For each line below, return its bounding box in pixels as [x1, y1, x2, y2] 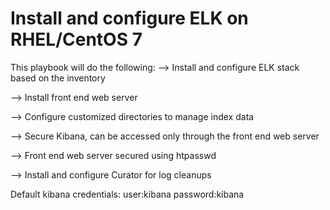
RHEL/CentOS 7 [10, 28, 143, 51]
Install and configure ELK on [10, 7, 249, 30]
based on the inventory [10, 72, 106, 84]
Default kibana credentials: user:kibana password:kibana [10, 188, 245, 200]
